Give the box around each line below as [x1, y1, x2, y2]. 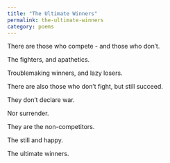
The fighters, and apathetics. [7, 55, 90, 64]
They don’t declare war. [7, 96, 75, 104]
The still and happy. [7, 136, 64, 144]
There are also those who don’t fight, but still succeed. [7, 83, 163, 91]
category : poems [7, 23, 54, 30]
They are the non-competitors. [7, 123, 95, 131]
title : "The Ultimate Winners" [7, 10, 98, 17]
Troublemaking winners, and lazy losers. [7, 69, 123, 77]
